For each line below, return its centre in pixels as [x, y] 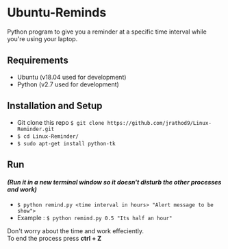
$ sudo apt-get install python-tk [66, 143]
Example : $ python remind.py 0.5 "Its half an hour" [94, 218]
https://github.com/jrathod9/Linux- [160, 123]
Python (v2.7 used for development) [68, 84]
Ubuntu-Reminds [57, 13]
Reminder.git [36, 129]
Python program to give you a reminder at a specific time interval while [107, 32]
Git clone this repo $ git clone [61, 122]
